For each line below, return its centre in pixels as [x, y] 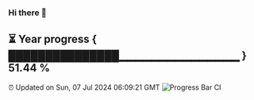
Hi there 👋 [28, 13]
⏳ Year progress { [53, 39]
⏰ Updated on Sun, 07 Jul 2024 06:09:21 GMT [84, 87]
